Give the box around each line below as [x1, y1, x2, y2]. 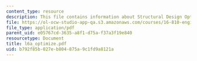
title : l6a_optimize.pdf [6, 41, 67, 47]
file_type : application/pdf [6, 24, 75, 31]
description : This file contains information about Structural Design [6, 14, 182, 20]
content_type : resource [6, 8, 64, 15]
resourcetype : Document [6, 35, 64, 41]
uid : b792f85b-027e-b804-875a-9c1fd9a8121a [6, 46, 114, 52]
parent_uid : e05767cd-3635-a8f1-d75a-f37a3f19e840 [6, 30, 133, 36]
